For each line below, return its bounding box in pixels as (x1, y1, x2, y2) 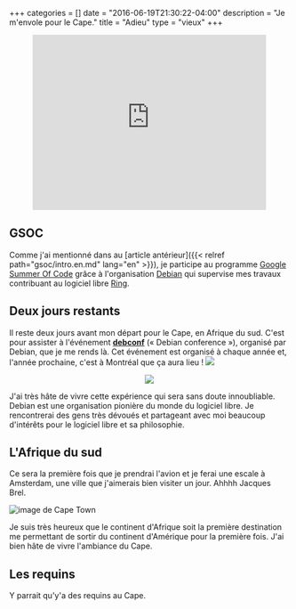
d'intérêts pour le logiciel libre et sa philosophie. (9, 418, 185, 430)
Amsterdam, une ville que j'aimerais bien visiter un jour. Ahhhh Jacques (9, 478, 271, 489)
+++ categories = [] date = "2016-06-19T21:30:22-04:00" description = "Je (9, 8, 286, 18)
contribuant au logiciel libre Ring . (9, 278, 131, 288)
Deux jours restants (9, 304, 121, 319)
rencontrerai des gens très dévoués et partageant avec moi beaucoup (9, 410, 266, 420)
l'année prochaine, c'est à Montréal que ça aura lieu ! (9, 356, 204, 368)
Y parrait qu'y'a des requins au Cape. (9, 590, 147, 601)
